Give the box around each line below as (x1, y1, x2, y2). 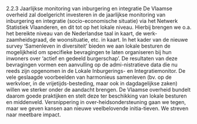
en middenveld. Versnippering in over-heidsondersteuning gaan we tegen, (6, 99, 186, 105)
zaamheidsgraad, (6, 36, 48, 43)
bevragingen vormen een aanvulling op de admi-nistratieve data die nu (6, 61, 178, 68)
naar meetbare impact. (6, 111, 61, 118)
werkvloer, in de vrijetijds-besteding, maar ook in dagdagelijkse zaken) (6, 80, 178, 87)
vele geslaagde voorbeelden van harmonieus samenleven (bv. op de (6, 73, 172, 81)
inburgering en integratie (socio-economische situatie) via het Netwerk (6, 18, 178, 24)
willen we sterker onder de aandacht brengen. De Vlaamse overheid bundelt (6, 86, 191, 93)
